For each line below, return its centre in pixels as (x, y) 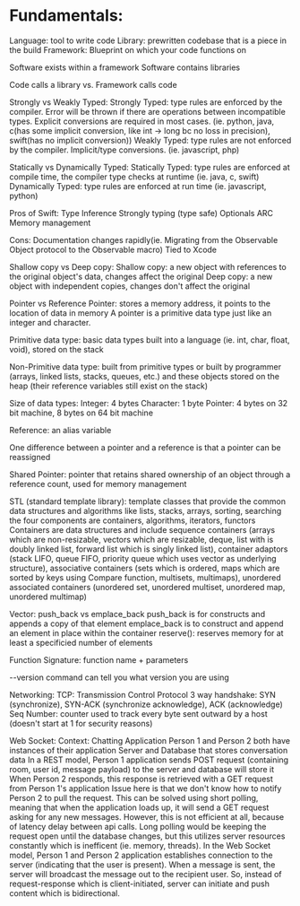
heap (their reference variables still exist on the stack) (109, 386)
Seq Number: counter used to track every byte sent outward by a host (138, 713)
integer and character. (50, 322)
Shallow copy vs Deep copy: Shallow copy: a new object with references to (148, 266)
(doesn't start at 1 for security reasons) (81, 723)
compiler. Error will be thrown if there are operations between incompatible (148, 111)
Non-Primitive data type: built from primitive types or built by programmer (146, 366)
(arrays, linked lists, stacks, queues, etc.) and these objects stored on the (145, 376)
